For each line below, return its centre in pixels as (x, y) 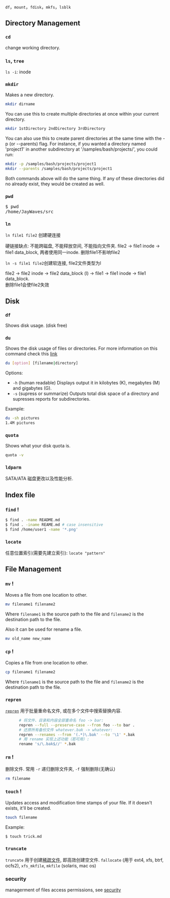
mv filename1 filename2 (30, 604)
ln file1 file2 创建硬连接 (33, 235)
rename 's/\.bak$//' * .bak (47, 744)
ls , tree (15, 61)
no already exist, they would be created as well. (55, 184)
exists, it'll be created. (28, 808)
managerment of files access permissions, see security (63, 890)
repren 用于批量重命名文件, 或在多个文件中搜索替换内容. (63, 711)
